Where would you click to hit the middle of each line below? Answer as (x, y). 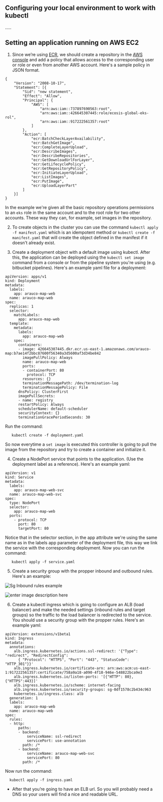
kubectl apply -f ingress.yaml (41, 780)
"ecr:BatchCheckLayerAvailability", (68, 138)
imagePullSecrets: (36, 396)
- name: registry (36, 400)
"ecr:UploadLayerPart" (54, 185)
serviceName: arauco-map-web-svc (61, 753)
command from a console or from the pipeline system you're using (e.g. (84, 262)
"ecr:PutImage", (47, 181)
